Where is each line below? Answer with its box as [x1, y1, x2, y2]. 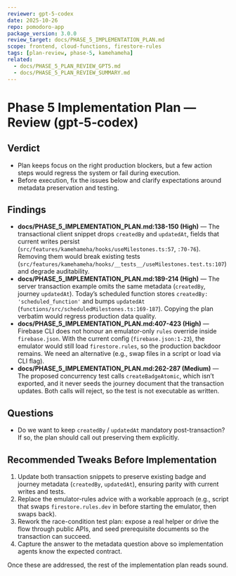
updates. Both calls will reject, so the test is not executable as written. [17, 387, 220, 395]
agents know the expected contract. [17, 546, 123, 556]
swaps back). [17, 509, 57, 518]
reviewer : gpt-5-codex [7, 10, 74, 18]
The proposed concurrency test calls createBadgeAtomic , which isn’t [17, 372, 214, 380]
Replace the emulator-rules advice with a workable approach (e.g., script [17, 494, 229, 503]
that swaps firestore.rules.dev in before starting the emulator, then [17, 502, 216, 511]
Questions [7, 407, 54, 419]
